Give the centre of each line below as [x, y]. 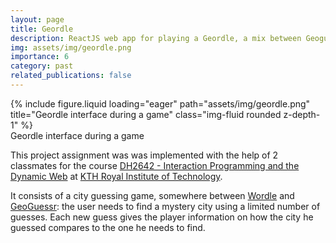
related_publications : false [71, 76]
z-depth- [302, 114]
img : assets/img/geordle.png [71, 47]
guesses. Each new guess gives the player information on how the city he [162, 217]
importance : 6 [40, 57]
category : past [42, 66]
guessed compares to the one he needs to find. [108, 227]
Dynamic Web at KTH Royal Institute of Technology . [116, 176]
